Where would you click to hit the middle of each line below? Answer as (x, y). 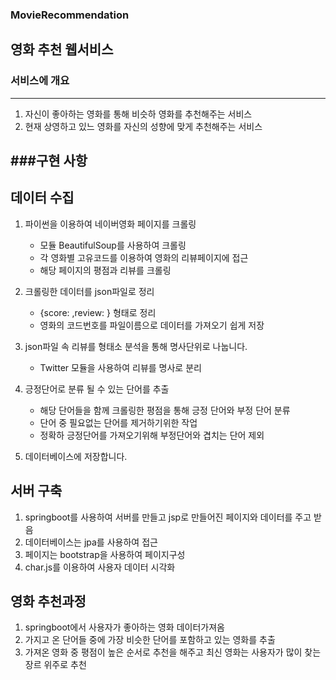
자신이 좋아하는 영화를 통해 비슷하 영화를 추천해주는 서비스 (138, 114)
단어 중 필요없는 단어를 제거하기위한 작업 (118, 422)
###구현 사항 (49, 161)
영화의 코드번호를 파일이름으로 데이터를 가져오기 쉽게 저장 (152, 325)
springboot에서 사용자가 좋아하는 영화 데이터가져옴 (124, 627)
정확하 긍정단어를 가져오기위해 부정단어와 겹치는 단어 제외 (152, 435)
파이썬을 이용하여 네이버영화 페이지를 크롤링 (110, 224)
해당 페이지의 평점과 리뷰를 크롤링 (105, 270)
